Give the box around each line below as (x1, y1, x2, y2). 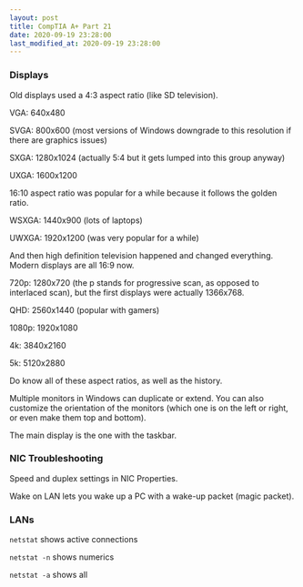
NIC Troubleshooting (9, 452, 104, 465)
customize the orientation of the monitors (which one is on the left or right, (9, 402, 288, 413)
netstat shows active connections (9, 534, 138, 545)
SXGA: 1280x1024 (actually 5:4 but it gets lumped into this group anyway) (9, 152, 286, 163)
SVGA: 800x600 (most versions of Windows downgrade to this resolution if (9, 125, 292, 136)
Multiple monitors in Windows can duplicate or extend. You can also (9, 392, 264, 403)
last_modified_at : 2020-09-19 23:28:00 (9, 38, 161, 48)
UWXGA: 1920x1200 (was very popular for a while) (9, 232, 200, 243)
